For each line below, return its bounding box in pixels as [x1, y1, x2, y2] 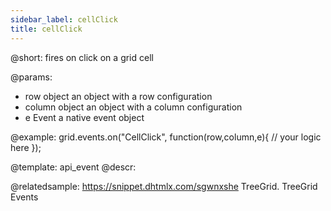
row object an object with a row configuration [24, 90, 213, 102]
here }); [10, 141, 42, 153]
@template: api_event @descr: [10, 161, 137, 173]
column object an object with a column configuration [24, 101, 243, 113]
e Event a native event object [24, 111, 145, 123]
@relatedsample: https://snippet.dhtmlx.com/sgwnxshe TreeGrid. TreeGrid [10, 180, 318, 192]
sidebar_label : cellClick [10, 14, 118, 25]
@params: [10, 71, 53, 83]
